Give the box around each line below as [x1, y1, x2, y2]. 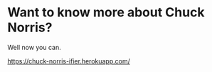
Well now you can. [7, 43, 62, 51]
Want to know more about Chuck [7, 4, 205, 21]
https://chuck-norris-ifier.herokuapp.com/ [7, 56, 130, 65]
